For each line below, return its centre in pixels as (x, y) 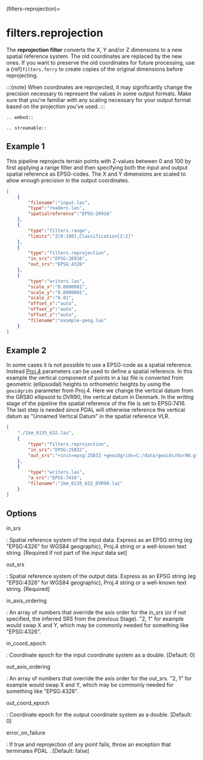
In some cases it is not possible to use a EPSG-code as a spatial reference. (99, 365)
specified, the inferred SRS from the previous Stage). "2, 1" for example (95, 619)
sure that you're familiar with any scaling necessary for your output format (99, 100)
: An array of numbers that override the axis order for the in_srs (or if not (96, 612)
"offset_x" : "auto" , (53, 304)
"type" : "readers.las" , (56, 208)
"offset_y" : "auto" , (53, 309)
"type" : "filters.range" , (59, 231)
